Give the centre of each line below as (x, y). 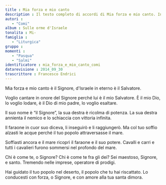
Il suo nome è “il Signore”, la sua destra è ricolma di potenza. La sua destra (81, 112)
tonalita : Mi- (21, 33)
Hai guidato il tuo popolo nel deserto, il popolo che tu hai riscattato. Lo (77, 172)
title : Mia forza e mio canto (37, 10)
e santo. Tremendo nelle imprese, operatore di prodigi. (61, 162)
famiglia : (16, 38)
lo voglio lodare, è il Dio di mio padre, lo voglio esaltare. (61, 103)
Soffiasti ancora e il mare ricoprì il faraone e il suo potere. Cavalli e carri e (80, 142)
